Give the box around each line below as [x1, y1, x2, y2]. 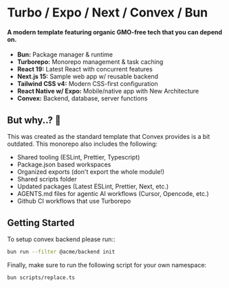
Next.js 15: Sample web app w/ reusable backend [17, 72, 159, 80]
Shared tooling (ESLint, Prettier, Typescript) [17, 153, 140, 162]
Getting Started [7, 217, 75, 228]
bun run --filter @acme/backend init [7, 249, 116, 256]
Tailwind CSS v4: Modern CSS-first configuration [17, 80, 158, 88]
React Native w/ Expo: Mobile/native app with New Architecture [17, 87, 199, 96]
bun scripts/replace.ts [7, 274, 76, 281]
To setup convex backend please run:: [7, 235, 116, 243]
